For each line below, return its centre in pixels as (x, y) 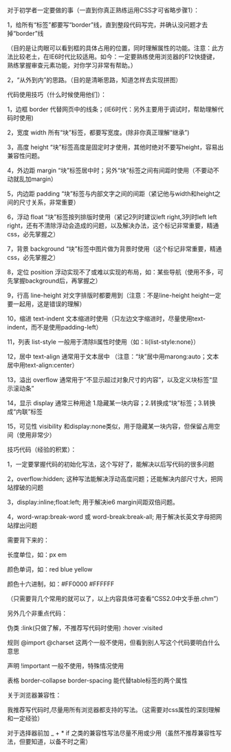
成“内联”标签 (25, 411)
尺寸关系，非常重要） (49, 202)
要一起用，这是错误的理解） (46, 304)
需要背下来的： (28, 540)
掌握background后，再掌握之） (57, 281)
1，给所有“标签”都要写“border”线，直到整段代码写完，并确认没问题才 (104, 25)
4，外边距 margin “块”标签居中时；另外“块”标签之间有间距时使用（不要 (107, 170)
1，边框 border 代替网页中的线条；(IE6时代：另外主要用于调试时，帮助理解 (112, 109)
